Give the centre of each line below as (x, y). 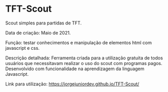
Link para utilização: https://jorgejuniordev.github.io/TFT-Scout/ (72, 84)
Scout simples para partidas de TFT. (43, 23)
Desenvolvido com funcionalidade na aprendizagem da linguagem (75, 69)
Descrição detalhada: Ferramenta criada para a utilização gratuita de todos (84, 58)
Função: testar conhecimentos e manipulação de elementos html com (79, 42)
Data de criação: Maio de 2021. (38, 33)
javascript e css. (22, 48)
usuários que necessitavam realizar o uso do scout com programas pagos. (84, 63)
